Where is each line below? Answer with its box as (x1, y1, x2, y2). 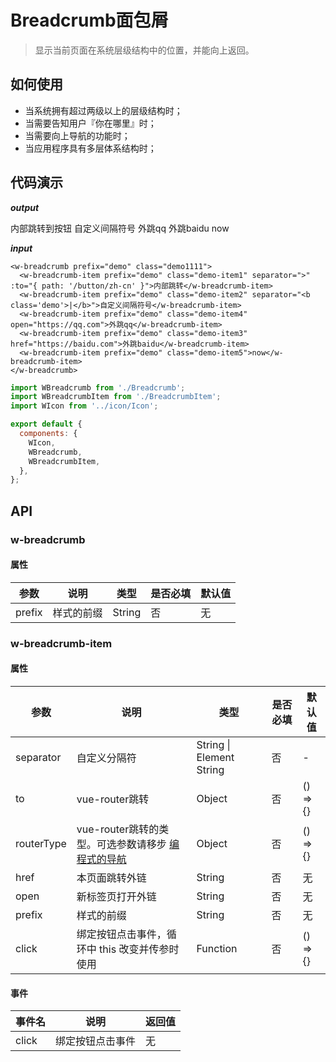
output (10, 201, 40, 213)
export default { (10, 419, 83, 430)
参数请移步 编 (116, 837, 180, 851)
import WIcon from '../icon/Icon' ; (10, 401, 159, 411)
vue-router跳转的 (76, 822, 160, 836)
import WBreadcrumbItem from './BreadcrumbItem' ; (10, 392, 222, 402)
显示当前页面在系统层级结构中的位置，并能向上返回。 (34, 44, 255, 56)
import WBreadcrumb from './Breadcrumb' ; (10, 382, 186, 393)
